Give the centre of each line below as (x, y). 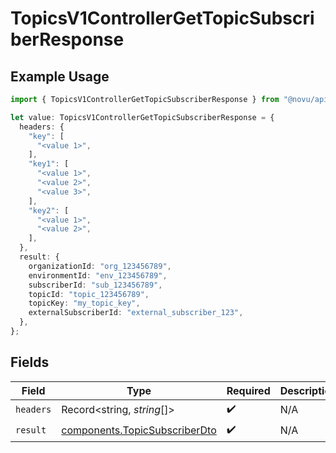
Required (248, 390)
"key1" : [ (49, 164)
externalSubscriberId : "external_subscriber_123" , (136, 313)
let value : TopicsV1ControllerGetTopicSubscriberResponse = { (142, 117)
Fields (30, 362)
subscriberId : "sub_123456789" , (95, 285)
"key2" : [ (49, 210)
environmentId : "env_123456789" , (98, 275)
